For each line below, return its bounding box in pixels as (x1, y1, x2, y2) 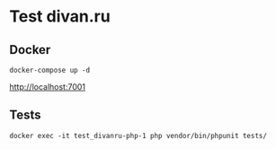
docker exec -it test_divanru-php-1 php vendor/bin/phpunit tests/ (9, 131, 268, 140)
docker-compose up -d (9, 66, 91, 74)
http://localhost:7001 (9, 82, 86, 92)
